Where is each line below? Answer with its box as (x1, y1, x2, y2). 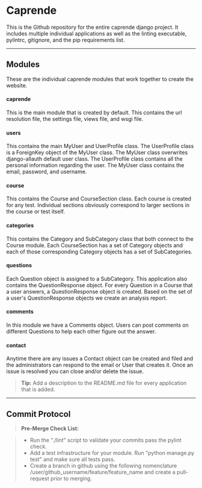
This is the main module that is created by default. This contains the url (6, 109, 182, 116)
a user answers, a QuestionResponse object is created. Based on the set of (6, 288, 192, 295)
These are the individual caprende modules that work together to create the (6, 75, 194, 82)
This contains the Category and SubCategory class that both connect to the (6, 235, 194, 242)
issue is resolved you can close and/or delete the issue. (6, 368, 144, 375)
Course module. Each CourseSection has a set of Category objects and (6, 241, 183, 249)
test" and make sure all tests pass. (29, 456, 115, 463)
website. (6, 82, 28, 89)
